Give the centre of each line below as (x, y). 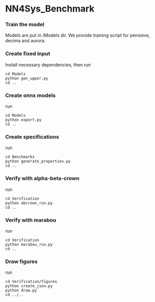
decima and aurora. (25, 41)
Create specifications (32, 137)
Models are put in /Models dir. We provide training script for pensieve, (77, 35)
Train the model (25, 25)
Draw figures (21, 261)
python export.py (23, 120)
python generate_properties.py (38, 161)
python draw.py (21, 290)
